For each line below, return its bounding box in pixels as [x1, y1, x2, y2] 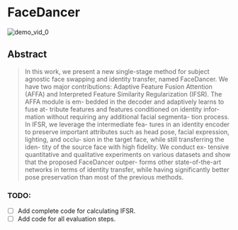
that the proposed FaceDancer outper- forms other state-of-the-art [24, 158, 222, 166]
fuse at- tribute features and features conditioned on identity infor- [24, 104, 220, 114]
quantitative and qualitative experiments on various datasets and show [24, 150, 231, 158]
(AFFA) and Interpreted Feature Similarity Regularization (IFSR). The [24, 89, 222, 98]
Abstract [7, 48, 47, 60]
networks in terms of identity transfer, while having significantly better [24, 165, 230, 174]
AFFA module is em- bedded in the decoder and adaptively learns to [24, 97, 225, 106]
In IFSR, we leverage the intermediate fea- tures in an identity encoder [24, 120, 230, 128]
